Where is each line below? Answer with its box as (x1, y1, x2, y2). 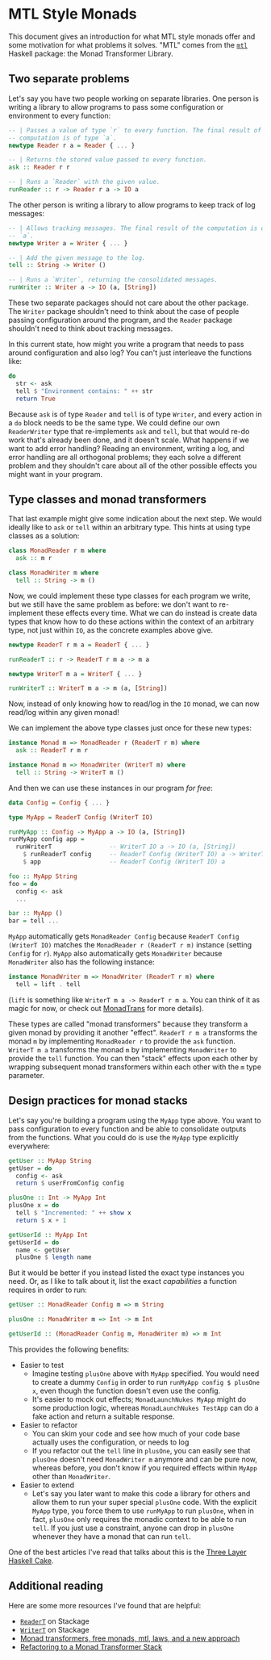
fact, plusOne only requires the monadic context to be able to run (31, 1514, 247, 1524)
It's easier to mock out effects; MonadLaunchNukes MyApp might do (31, 1394, 247, 1404)
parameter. (8, 1070, 45, 1080)
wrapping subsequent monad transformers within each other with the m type (8, 1062, 262, 1072)
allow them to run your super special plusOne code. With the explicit (31, 1497, 257, 1507)
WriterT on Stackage (19, 1624, 90, 1634)
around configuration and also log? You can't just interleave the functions (8, 348, 252, 358)
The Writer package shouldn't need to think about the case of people (8, 307, 240, 316)
